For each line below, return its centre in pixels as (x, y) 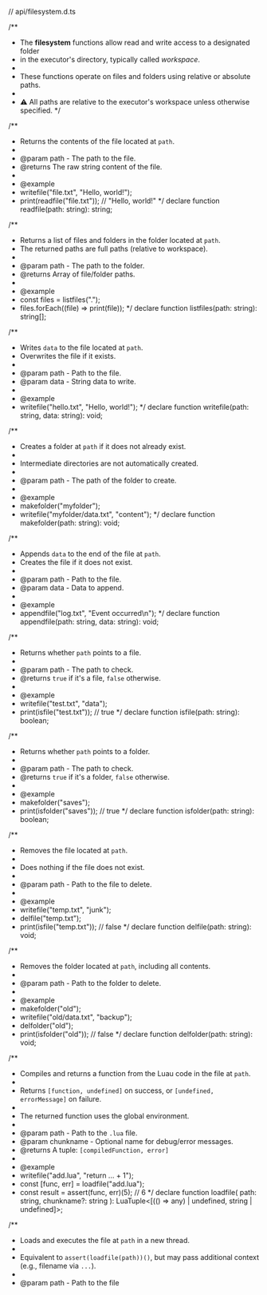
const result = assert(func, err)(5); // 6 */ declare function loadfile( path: (138, 1192)
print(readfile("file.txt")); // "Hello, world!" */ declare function (120, 201)
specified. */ (40, 110)
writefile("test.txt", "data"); (63, 703)
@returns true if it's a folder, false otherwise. (94, 777)
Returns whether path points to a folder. (85, 751)
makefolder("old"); (50, 1009)
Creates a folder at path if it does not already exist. (103, 446)
